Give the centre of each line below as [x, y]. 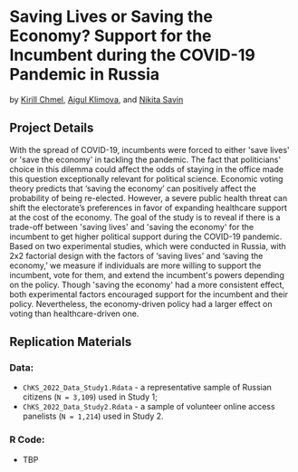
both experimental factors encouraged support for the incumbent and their [149, 294]
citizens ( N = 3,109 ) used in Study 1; [90, 397]
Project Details [52, 128]
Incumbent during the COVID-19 [132, 55]
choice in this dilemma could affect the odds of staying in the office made [146, 169]
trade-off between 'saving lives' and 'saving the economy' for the [132, 226]
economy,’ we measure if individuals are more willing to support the [135, 265]
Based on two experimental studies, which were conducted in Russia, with [148, 246]
